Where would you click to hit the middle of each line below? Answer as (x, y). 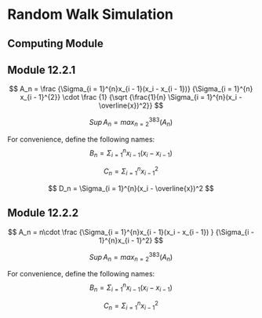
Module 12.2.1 (42, 69)
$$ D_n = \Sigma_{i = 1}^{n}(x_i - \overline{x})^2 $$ (131, 188)
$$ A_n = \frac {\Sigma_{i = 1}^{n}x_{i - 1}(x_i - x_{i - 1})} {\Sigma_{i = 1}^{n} (131, 89)
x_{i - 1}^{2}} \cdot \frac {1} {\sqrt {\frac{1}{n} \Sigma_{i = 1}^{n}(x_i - (131, 97)
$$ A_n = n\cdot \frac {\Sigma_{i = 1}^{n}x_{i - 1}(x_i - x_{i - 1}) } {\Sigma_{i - (131, 232)
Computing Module (55, 44)
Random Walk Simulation (91, 15)
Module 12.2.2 (43, 213)
